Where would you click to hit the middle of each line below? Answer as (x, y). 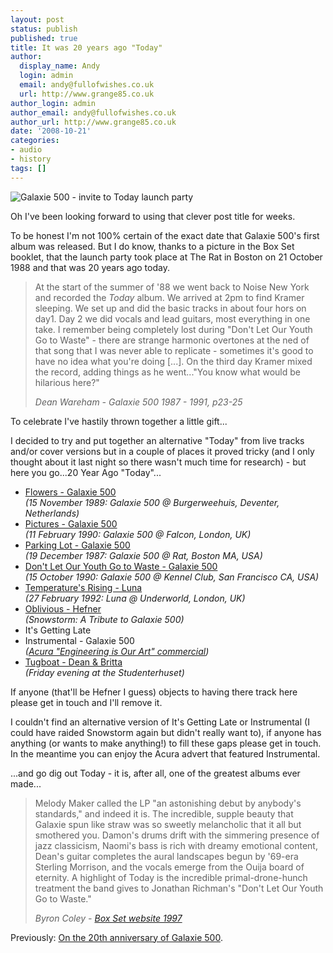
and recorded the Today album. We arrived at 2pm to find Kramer (169, 297)
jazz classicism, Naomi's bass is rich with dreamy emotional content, (176, 845)
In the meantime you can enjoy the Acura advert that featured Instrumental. (165, 753)
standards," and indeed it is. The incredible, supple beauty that (164, 813)
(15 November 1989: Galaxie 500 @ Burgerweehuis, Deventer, (152, 502)
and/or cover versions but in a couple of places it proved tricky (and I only (162, 451)
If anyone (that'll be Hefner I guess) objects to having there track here (154, 692)
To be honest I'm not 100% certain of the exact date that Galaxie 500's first (165, 235)
